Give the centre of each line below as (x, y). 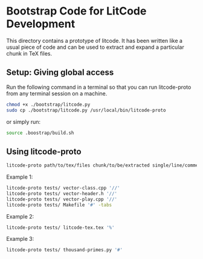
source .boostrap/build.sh (40, 133)
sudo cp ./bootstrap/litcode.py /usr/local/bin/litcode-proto (86, 110)
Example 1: (20, 177)
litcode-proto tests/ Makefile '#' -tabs (59, 205)
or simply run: (24, 121)
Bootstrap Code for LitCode (76, 11)
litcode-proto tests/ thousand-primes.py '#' (64, 250)
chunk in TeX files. (29, 53)
